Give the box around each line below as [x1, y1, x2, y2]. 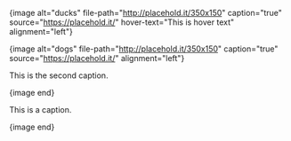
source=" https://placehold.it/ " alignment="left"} [9, 53, 185, 63]
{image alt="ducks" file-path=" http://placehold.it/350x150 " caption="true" [9, 8, 283, 18]
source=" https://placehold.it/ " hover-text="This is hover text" [9, 17, 235, 27]
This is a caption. [9, 105, 72, 114]
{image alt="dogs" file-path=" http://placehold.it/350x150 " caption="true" [9, 43, 279, 54]
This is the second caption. [9, 70, 109, 81]
